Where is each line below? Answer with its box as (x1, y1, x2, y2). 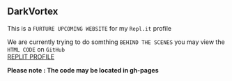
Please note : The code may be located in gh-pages (7, 66, 159, 74)
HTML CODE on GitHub (7, 45, 65, 53)
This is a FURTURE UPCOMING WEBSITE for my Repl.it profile (7, 24, 172, 32)
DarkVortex (7, 6, 59, 17)
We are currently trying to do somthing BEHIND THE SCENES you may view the (7, 38, 225, 46)
